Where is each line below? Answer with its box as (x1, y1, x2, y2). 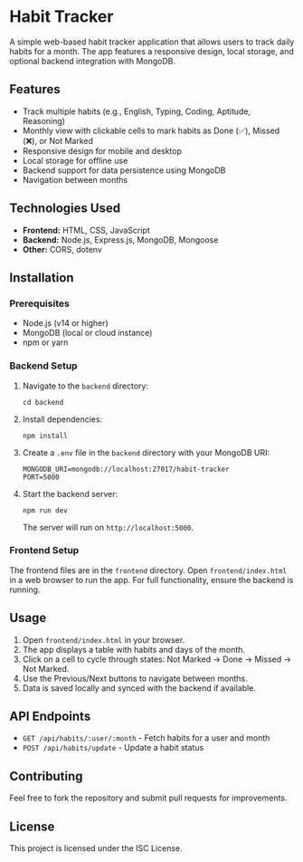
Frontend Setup (9, 544, 80, 557)
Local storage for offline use (22, 155, 128, 166)
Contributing (9, 768, 83, 784)
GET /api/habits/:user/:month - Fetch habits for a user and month (22, 733, 270, 743)
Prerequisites (9, 297, 70, 310)
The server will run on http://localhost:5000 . (22, 522, 194, 532)
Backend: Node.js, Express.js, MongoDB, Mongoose (22, 234, 219, 245)
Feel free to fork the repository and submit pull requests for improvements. (9, 792, 288, 803)
